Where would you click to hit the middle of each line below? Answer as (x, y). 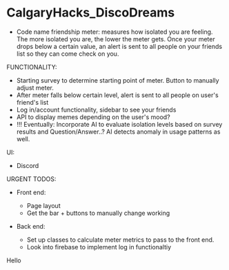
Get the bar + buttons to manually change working (98, 213)
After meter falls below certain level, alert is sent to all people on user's (117, 95)
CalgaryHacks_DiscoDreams (91, 13)
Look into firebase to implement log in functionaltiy (99, 247)
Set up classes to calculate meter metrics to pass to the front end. (120, 240)
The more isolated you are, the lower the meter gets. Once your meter (116, 39)
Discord (28, 165)
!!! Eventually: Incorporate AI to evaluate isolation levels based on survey (119, 124)
